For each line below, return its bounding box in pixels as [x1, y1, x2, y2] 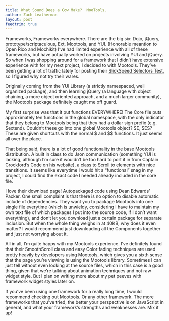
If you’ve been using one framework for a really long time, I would [5, 289, 142, 295]
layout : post [5, 17, 33, 22]
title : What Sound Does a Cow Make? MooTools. [5, 7, 107, 13]
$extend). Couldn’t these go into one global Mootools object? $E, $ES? [5, 125, 152, 131]
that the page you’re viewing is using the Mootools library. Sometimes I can [5, 257, 161, 263]
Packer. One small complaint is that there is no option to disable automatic [5, 193, 159, 199]
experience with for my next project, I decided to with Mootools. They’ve [5, 62, 156, 68]
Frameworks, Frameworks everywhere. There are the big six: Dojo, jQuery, [5, 35, 160, 42]
